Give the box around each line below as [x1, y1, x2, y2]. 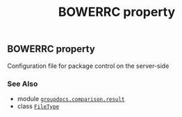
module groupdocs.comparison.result [17, 94, 125, 102]
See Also [7, 79, 38, 89]
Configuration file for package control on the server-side [7, 62, 169, 70]
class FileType [17, 102, 60, 110]
